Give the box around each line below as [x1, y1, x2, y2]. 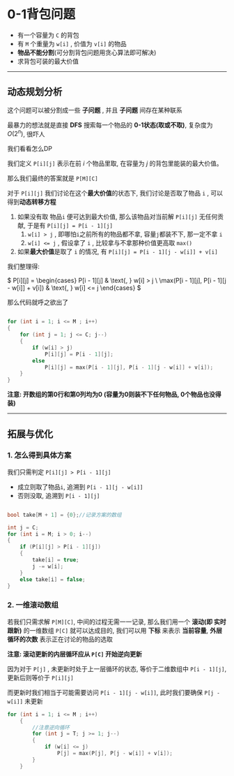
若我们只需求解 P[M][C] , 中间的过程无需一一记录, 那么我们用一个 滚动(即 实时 [7, 617, 226, 626]
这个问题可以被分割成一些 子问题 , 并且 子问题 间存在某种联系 [7, 105, 182, 114]
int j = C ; [7, 524, 39, 531]
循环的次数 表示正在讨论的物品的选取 [7, 635, 113, 643]
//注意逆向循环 [32, 724, 70, 731]
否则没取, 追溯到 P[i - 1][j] [17, 491, 100, 499]
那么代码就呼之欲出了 [7, 298, 68, 307]
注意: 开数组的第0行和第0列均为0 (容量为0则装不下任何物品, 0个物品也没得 [7, 390, 221, 399]
